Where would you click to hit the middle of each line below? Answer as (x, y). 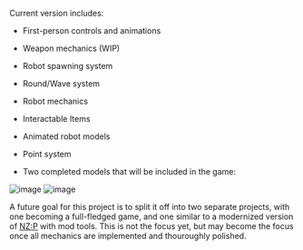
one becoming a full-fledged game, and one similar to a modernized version (151, 216)
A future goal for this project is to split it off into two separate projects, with (150, 207)
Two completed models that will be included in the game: (129, 171)
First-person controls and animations (92, 30)
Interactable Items (56, 119)
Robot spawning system (68, 66)
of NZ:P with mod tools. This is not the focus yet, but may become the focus (151, 226)
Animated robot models (66, 136)
